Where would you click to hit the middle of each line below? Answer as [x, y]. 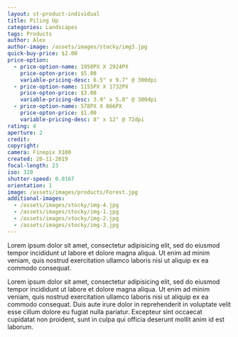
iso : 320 [20, 172]
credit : [19, 139]
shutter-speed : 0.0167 [41, 179]
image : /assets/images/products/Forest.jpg [73, 192]
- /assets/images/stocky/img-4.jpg [66, 205]
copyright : [23, 146]
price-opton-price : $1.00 [59, 113]
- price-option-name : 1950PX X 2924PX [71, 67]
